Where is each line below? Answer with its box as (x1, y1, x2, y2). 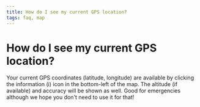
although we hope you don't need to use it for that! (6, 94, 135, 101)
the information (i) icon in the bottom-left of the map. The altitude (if (6, 81, 178, 88)
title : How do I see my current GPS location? (6, 9, 127, 15)
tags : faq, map (6, 15, 45, 21)
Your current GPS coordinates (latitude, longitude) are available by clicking (6, 74, 194, 81)
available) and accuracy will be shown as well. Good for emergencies (6, 87, 181, 95)
